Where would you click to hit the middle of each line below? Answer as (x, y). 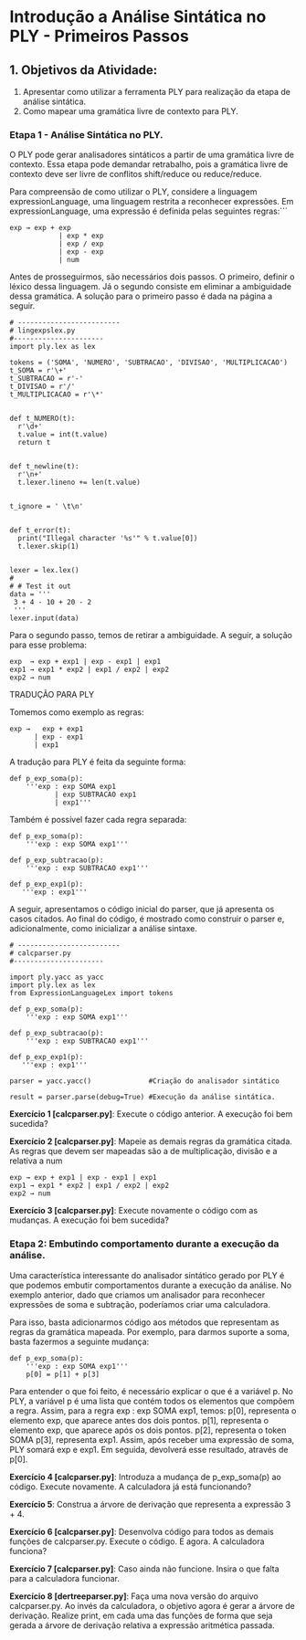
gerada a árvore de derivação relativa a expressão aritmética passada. (142, 1625)
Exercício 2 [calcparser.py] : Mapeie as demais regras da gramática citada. (151, 1141)
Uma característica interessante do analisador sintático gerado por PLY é (147, 1275)
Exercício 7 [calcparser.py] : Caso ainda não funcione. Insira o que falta (145, 1569)
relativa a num (36, 1161)
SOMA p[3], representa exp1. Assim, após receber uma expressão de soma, (152, 1439)
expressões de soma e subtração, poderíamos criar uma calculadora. (140, 1304)
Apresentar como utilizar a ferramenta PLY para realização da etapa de (156, 92)
